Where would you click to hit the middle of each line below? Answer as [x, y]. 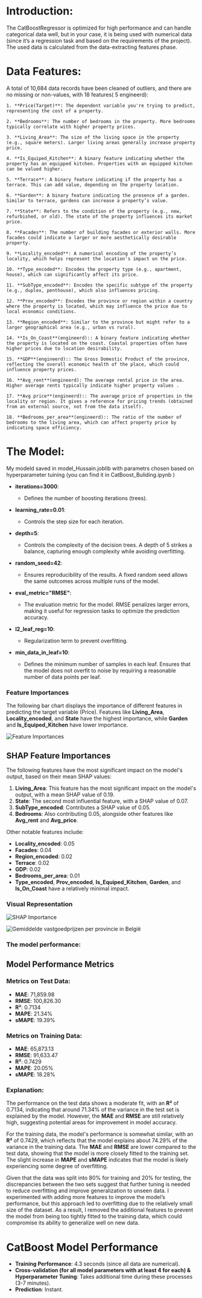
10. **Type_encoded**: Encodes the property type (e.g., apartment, [94, 269]
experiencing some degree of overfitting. [57, 1166]
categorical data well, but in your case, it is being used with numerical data [99, 34]
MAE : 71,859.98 [35, 994]
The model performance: [44, 944]
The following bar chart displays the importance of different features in [94, 706]
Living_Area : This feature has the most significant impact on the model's [106, 788]
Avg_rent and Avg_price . [46, 820]
